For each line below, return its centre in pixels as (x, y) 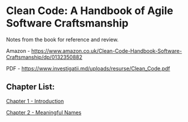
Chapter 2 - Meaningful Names (44, 112)
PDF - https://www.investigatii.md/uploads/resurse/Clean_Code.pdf (88, 68)
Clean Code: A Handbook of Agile (90, 11)
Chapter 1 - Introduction (35, 101)
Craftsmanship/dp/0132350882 (44, 57)
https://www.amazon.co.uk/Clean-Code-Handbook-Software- (107, 50)
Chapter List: (30, 87)
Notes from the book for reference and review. (62, 39)
